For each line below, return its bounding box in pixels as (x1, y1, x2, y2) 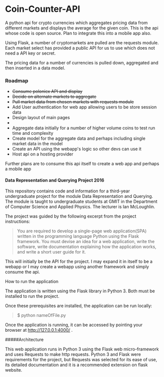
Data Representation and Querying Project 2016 (5, 177, 104, 183)
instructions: (5, 219, 30, 224)
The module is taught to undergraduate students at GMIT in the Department (5, 198, 158, 205)
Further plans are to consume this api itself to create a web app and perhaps (5, 161, 160, 167)
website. (5, 367, 23, 373)
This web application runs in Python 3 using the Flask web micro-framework (5, 346, 159, 352)
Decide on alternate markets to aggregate (12, 94, 96, 99)
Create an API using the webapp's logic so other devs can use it (12, 146, 141, 152)
